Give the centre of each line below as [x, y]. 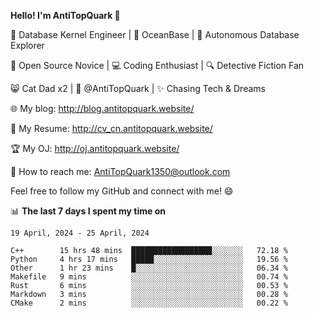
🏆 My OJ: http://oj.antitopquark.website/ [95, 148]
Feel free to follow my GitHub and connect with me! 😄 [122, 191]
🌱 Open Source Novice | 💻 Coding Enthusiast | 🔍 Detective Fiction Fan [157, 65]
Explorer [27, 45]
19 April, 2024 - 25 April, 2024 [80, 233]
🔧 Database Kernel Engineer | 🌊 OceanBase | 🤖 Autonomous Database [155, 34]
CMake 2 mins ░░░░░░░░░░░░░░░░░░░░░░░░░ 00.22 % [149, 303]
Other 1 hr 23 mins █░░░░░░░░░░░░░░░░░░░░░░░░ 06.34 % [149, 268]
